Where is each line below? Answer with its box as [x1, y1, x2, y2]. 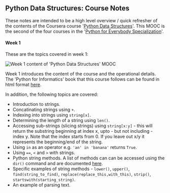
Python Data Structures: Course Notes [5, 4, 130, 13]
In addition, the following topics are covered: [5, 91, 98, 98]
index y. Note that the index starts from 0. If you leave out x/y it [12, 134, 145, 140]
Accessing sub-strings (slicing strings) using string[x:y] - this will [12, 123, 153, 129]
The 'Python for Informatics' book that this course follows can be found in [5, 76, 160, 83]
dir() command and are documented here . [12, 161, 103, 167]
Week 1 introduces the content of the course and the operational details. [5, 71, 156, 77]
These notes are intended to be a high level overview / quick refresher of [5, 17, 158, 23]
